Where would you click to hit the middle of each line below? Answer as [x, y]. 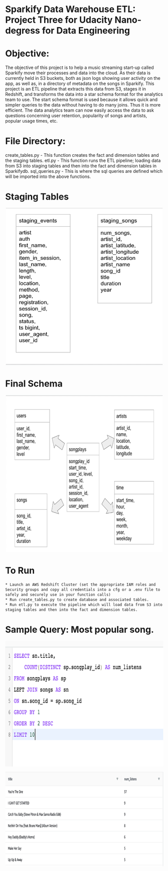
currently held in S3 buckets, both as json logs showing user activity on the [83, 78]
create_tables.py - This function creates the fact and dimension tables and [82, 155]
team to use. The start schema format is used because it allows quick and [81, 100]
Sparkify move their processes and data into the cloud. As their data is [78, 73]
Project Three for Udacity [59, 20]
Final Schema [34, 384]
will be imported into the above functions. [48, 176]
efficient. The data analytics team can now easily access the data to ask [80, 110]
